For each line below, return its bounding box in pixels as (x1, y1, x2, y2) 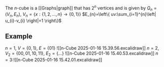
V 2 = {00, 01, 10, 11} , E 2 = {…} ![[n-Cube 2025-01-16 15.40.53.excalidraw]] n (5, 50, 159, 57)
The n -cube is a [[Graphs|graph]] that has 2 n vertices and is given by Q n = (5, 4, 157, 12)
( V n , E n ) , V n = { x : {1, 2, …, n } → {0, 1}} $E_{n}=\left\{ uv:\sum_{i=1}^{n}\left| (5, 11, 157, 19)
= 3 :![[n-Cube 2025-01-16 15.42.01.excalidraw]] (5, 57, 102, 63)
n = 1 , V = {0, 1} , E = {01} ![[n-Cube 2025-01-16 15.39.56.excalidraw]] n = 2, (5, 45, 160, 51)
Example (5, 32, 33, 40)
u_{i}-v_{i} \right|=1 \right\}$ (5, 18, 62, 24)
